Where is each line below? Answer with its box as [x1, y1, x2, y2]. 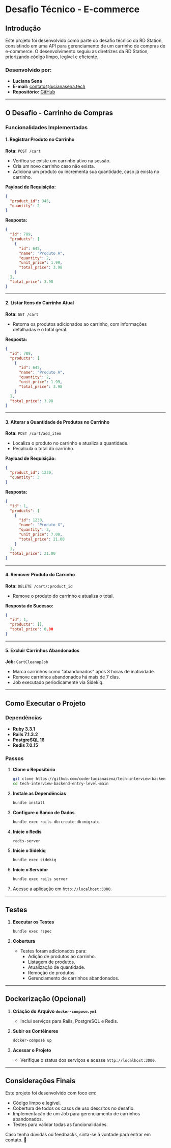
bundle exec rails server [12, 876, 68, 882]
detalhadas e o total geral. [12, 326, 68, 332]
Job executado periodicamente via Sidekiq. [12, 679, 104, 686]
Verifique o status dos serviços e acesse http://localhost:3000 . [20, 1057, 156, 1063]
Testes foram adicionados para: [20, 948, 87, 954]
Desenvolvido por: [5, 66, 52, 74]
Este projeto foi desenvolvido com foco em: [5, 1090, 97, 1096]
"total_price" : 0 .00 [10, 627, 53, 632]
